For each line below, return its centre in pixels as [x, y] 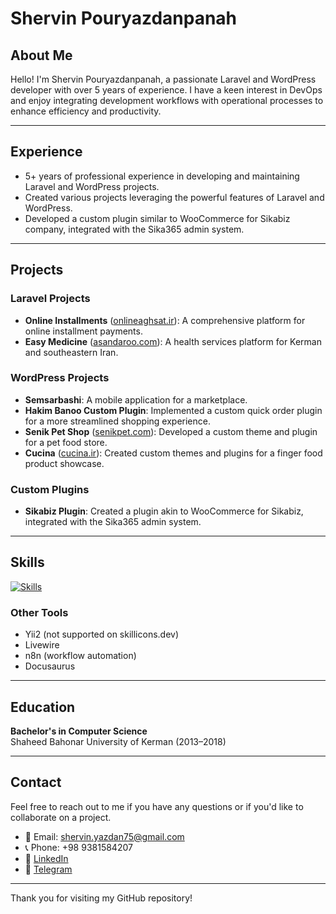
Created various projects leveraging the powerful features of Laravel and [174, 197]
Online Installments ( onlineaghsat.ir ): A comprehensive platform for [165, 320]
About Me [41, 55]
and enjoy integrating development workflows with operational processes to [167, 100]
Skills [27, 562]
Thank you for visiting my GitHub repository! [101, 898]
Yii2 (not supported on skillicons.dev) [102, 634]
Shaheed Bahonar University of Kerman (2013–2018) [118, 742]
